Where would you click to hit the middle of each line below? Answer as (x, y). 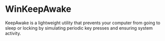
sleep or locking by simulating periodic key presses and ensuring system (79, 28)
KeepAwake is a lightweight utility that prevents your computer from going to (83, 23)
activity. (13, 33)
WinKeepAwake (38, 9)
